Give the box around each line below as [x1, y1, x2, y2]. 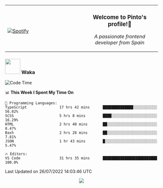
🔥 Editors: [5, 152, 28, 157]
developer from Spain [95, 39, 145, 46]
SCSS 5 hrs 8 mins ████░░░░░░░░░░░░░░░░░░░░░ [5, 113, 158, 118]
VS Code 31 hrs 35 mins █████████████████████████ [5, 156, 158, 161]
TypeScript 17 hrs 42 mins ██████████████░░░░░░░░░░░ [5, 105, 158, 110]
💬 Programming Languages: [5, 101, 57, 106]
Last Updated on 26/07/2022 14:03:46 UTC [5, 169, 92, 174]
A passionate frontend [94, 33, 146, 40]
